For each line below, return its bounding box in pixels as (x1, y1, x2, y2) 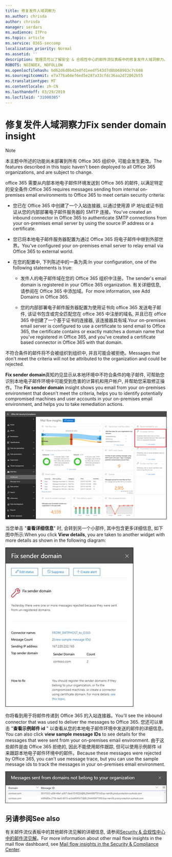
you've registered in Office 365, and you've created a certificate (20, 334, 156, 340)
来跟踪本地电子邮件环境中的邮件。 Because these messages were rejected (5, 750, 162, 756)
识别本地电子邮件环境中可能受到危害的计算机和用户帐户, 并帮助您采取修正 (5, 378, 160, 384)
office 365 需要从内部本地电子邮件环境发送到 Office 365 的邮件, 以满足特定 (5, 179, 163, 186)
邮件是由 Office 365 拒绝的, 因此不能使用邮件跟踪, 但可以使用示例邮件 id (9, 744, 162, 750)
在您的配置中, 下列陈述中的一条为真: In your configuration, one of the (12, 259, 157, 265)
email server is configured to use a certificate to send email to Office (20, 323, 165, 329)
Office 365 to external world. (12, 248, 74, 254)
